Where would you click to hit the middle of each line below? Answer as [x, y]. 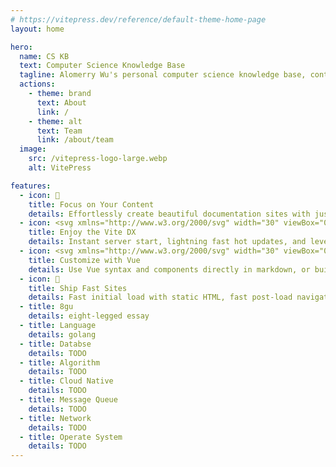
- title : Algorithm [60, 362]
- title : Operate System [71, 437]
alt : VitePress [60, 168]
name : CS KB [44, 56]
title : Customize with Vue [84, 260]
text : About [61, 102]
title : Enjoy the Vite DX [82, 232]
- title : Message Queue [68, 400]
